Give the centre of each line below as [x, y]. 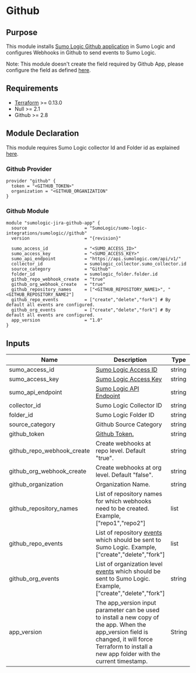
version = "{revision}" [66, 239]
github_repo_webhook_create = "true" [59, 279]
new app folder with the [128, 654]
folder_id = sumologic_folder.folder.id [85, 274]
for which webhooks [123, 501]
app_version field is [122, 632]
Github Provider [29, 169]
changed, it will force [124, 640]
